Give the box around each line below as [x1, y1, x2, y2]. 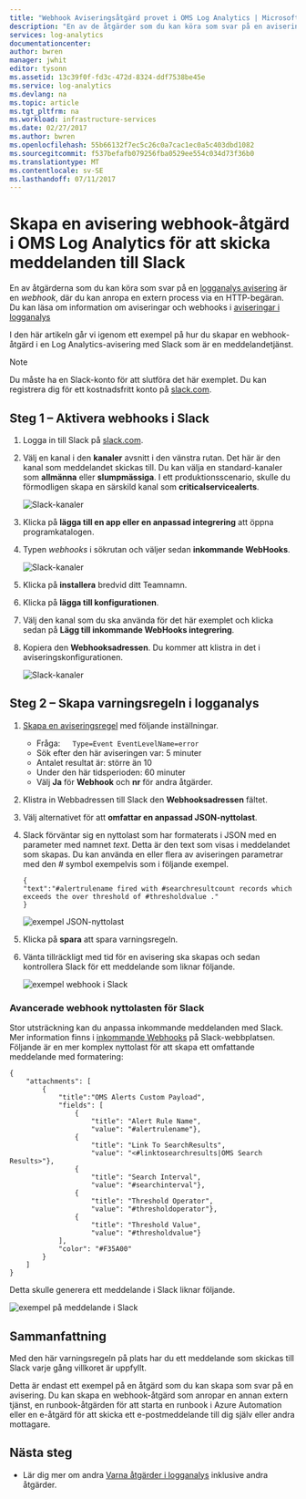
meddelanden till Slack [9, 253, 186, 274]
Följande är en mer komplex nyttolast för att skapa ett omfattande [9, 1041, 255, 1053]
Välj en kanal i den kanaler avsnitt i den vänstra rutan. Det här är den [22, 452, 280, 463]
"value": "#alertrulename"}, [90, 1125, 202, 1134]
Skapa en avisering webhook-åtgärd [9, 213, 290, 234]
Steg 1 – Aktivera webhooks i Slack [9, 410, 209, 426]
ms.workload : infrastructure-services [9, 115, 157, 124]
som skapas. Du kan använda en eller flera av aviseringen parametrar [22, 849, 284, 860]
